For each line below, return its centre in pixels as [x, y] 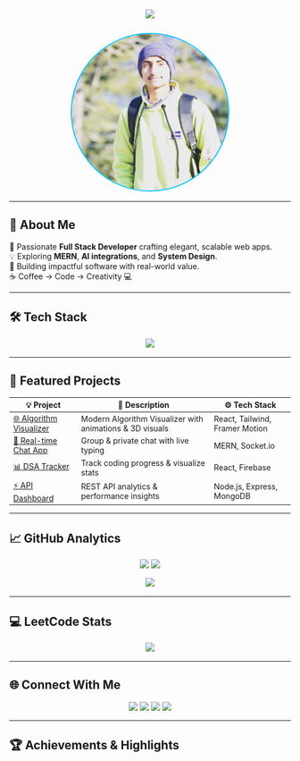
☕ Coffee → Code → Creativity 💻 [71, 276]
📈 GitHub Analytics [65, 538]
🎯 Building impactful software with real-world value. [104, 266]
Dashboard [33, 498]
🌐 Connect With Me [65, 685]
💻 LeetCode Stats [61, 621]
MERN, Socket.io [244, 445]
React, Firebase [242, 468]
